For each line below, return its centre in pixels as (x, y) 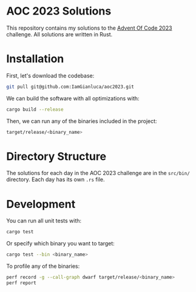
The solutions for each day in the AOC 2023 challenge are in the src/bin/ (98, 173)
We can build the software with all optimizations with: (73, 98)
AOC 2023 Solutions (59, 11)
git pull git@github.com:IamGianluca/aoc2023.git (70, 87)
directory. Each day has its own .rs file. (56, 179)
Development (41, 204)
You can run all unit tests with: (44, 221)
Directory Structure (56, 156)
